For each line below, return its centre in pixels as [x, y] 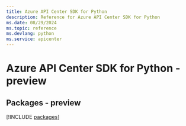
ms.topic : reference [32, 28]
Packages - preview [44, 103]
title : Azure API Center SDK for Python [57, 12]
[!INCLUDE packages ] [33, 117]
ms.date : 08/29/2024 [32, 22]
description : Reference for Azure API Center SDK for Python [83, 17]
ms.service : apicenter [34, 39]
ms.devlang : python [30, 34]
